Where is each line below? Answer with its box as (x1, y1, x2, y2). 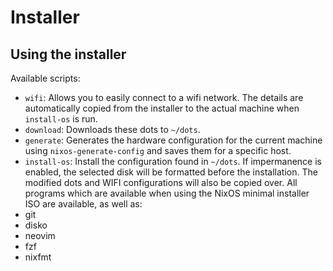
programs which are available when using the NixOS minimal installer (24, 187, 310, 199)
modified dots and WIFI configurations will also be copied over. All (24, 177, 298, 188)
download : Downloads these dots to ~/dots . (24, 124, 201, 135)
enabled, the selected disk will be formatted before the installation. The (24, 166, 318, 178)
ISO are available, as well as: (24, 198, 143, 210)
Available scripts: (10, 72, 81, 84)
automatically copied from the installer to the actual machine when (24, 102, 300, 114)
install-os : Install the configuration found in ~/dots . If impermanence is (24, 156, 322, 167)
